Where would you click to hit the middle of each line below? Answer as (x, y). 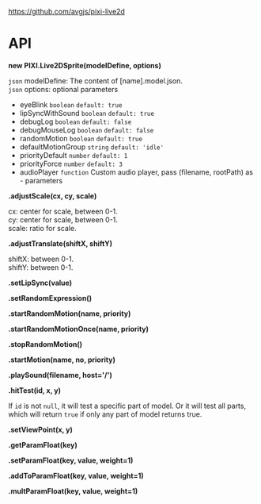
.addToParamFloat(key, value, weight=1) (76, 475)
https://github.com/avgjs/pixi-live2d (66, 12)
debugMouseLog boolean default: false (87, 129)
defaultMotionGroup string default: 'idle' (92, 147)
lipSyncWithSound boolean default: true (87, 113)
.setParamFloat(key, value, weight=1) (71, 460)
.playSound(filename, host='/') (61, 375)
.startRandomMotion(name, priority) (70, 314)
